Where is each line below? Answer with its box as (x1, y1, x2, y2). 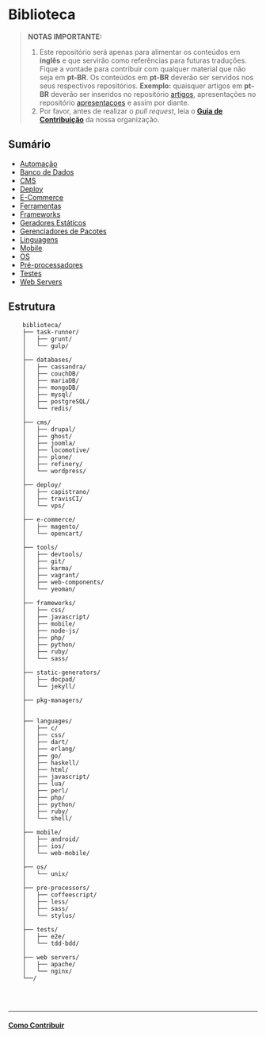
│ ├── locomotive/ (22, 446, 90, 454)
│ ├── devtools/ (22, 550, 83, 558)
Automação (19, 159, 58, 168)
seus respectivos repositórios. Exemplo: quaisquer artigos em (39, 81, 243, 91)
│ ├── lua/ (22, 780, 66, 788)
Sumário (8, 137, 51, 152)
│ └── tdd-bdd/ (22, 939, 80, 947)
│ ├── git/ (22, 557, 66, 565)
